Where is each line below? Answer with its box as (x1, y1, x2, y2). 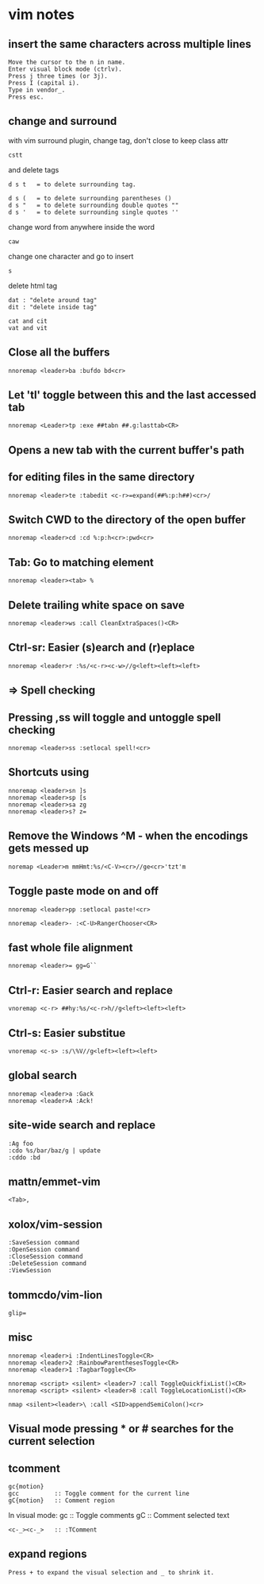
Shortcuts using (8, 766, 90, 779)
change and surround (8, 115, 117, 128)
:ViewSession (8, 1267, 52, 1275)
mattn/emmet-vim (8, 1174, 101, 1188)
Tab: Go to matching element (8, 555, 155, 569)
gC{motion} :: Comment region (8, 1497, 115, 1504)
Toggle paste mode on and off (8, 884, 159, 898)
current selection (8, 1435, 95, 1448)
